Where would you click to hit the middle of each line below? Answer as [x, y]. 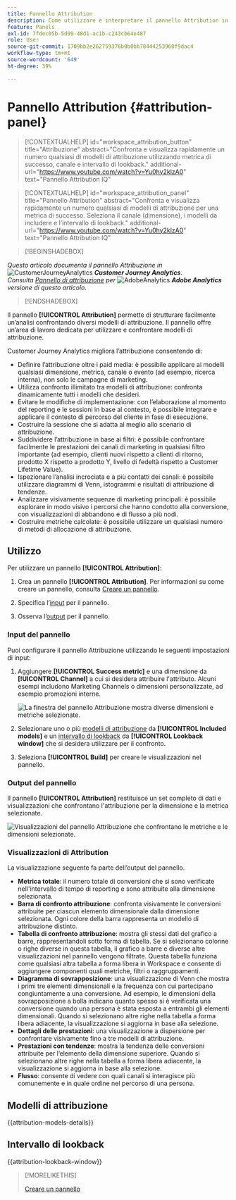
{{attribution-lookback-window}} [55, 1161]
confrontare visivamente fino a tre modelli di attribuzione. [101, 1039]
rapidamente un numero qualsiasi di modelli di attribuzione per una [122, 208]
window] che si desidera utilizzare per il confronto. [92, 743]
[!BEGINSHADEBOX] [54, 251]
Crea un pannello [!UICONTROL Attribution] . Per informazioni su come [120, 582]
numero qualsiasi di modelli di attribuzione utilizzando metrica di [118, 156]
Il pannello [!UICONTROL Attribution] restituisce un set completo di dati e [114, 798]
